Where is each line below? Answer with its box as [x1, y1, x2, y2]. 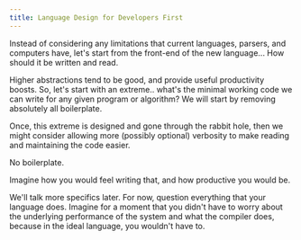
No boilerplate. [9, 156, 65, 167]
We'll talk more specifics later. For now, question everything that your [9, 191, 267, 202]
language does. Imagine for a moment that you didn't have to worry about [9, 201, 284, 212]
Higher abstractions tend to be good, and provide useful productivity [9, 74, 265, 85]
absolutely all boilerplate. [9, 102, 103, 113]
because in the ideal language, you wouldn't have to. [9, 220, 205, 231]
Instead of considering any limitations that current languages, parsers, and [9, 38, 287, 49]
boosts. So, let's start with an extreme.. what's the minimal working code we [9, 84, 293, 94]
